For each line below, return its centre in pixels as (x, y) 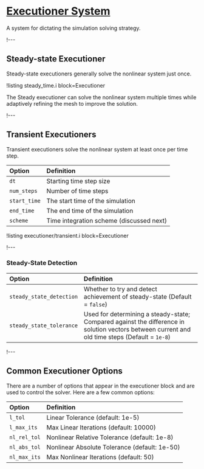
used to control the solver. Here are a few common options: (80, 392)
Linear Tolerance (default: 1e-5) (93, 417)
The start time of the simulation (91, 201)
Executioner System (58, 11)
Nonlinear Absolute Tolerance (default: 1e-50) (113, 447)
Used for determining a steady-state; (137, 314)
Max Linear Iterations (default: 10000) (101, 427)
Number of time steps (77, 191)
